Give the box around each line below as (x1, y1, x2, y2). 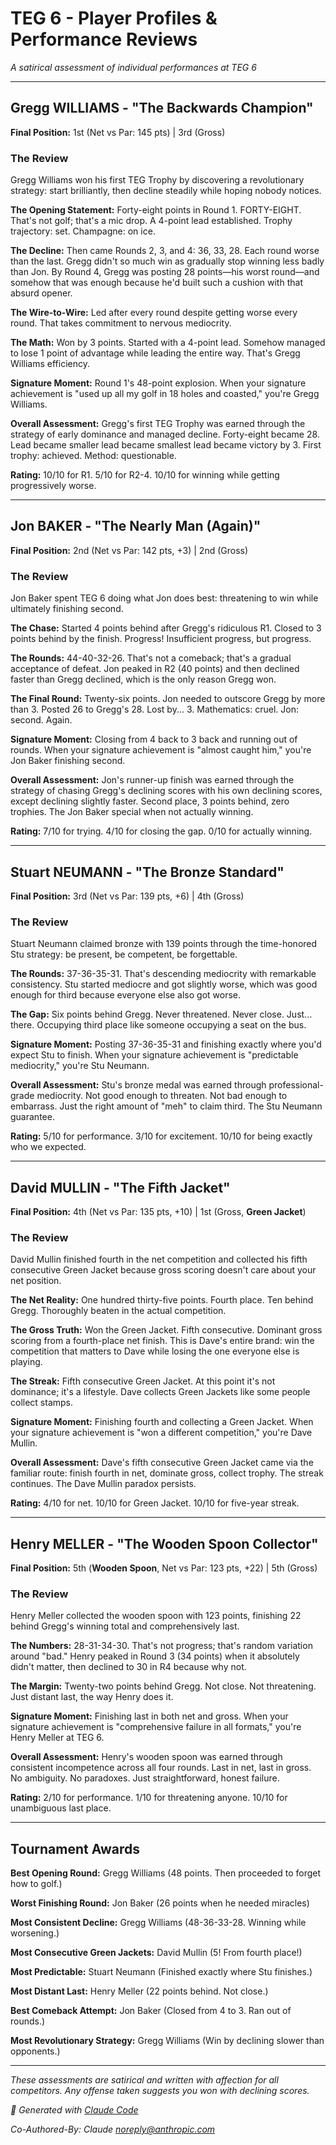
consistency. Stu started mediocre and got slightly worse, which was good (10, 978, 318, 991)
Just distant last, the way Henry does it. (10, 1691, 174, 1703)
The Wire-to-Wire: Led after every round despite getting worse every (10, 307, 298, 319)
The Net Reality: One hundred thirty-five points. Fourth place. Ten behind (10, 1294, 314, 1306)
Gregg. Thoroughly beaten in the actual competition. (10, 1305, 227, 1317)
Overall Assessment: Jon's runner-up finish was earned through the (10, 774, 295, 786)
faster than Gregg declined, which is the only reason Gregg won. (10, 673, 277, 686)
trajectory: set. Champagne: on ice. (10, 225, 156, 237)
